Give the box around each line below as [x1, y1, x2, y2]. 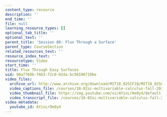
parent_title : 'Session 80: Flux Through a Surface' [5, 40, 117, 45]
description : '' [5, 12, 39, 17]
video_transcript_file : [9, 95, 59, 100]
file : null [5, 21, 28, 26]
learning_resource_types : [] [5, 26, 66, 31]
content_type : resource [5, 7, 55, 12]
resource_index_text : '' [5, 53, 57, 59]
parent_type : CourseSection [5, 44, 64, 49]
